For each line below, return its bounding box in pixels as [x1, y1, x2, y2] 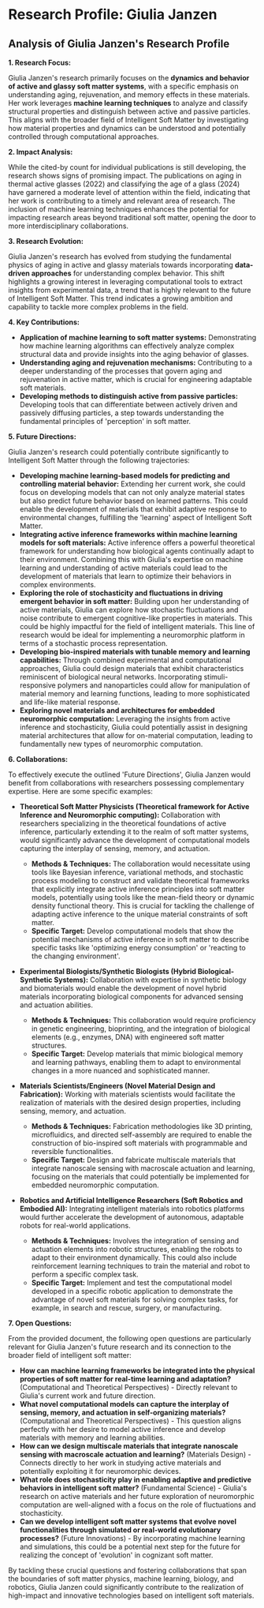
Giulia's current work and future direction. [19, 1391, 156, 1400]
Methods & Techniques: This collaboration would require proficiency [31, 1016, 256, 1025]
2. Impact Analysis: [8, 148, 73, 156]
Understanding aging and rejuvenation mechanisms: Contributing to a [19, 358, 253, 367]
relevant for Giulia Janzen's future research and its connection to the [8, 1342, 232, 1351]
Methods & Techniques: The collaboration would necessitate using [31, 859, 251, 868]
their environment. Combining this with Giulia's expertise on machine [19, 555, 244, 564]
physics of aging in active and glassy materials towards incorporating [8, 261, 234, 269]
